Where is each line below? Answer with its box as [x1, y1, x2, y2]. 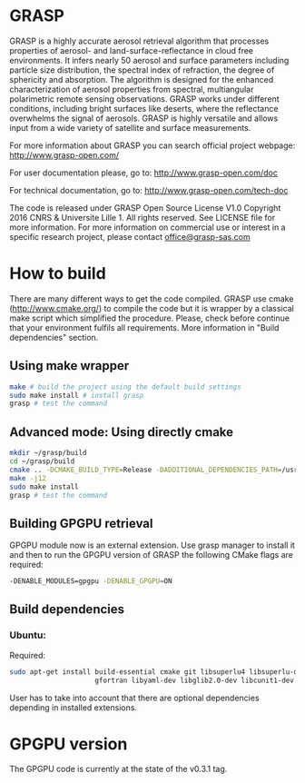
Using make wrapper [9, 358, 130, 373]
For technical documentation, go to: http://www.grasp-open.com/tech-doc [9, 184, 289, 195]
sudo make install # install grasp [9, 391, 144, 400]
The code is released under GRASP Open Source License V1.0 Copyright [9, 202, 281, 213]
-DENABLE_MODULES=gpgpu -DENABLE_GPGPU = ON [9, 577, 172, 586]
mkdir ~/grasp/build [9, 449, 88, 458]
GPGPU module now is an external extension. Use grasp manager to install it [9, 540, 295, 550]
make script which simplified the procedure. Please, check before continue [9, 312, 290, 323]
